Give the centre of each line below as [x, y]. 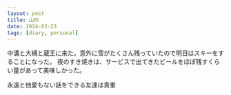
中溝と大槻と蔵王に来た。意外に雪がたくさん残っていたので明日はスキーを [113, 53]
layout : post [26, 13]
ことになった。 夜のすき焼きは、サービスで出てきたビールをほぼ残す [110, 62]
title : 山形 [23, 20]
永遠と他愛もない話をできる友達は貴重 [61, 85]
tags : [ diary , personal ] [43, 33]
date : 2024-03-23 [32, 26]
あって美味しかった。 [56, 70]
